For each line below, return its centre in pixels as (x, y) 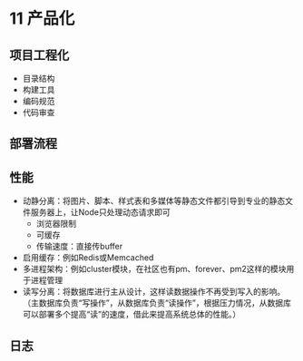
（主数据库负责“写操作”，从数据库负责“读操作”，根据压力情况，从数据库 (157, 303)
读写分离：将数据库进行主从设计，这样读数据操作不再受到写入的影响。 (154, 292)
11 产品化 (42, 19)
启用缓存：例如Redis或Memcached (88, 258)
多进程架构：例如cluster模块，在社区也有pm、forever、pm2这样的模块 (155, 269)
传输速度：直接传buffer (79, 247)
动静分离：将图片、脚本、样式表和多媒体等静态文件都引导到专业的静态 (154, 201)
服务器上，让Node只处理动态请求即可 (100, 212)
